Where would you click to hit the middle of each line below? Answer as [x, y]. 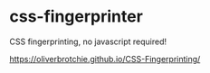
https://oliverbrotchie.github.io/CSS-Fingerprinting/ [105, 59]
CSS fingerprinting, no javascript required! [88, 41]
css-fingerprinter [76, 17]
